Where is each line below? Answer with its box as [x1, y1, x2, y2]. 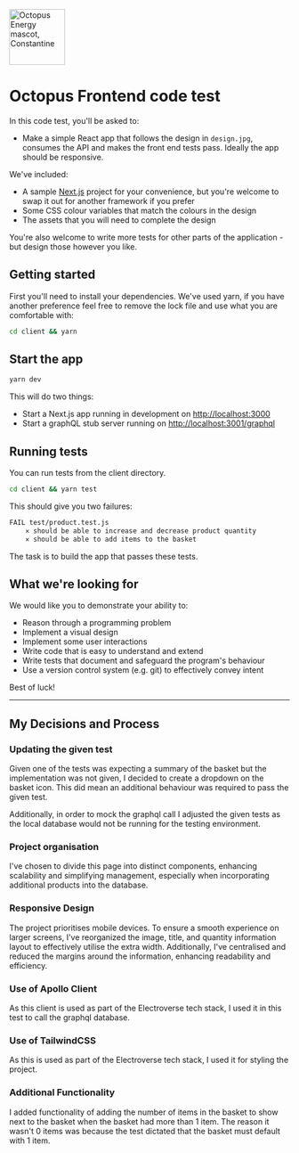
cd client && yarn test [9, 485, 98, 494]
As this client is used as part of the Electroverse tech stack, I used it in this [9, 1002, 282, 1014]
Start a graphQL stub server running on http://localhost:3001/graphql [21, 418, 276, 429]
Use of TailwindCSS [9, 1034, 96, 1046]
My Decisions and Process [9, 716, 160, 732]
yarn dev [9, 375, 42, 384]
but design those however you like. [9, 241, 138, 252]
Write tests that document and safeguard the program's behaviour [21, 655, 265, 666]
